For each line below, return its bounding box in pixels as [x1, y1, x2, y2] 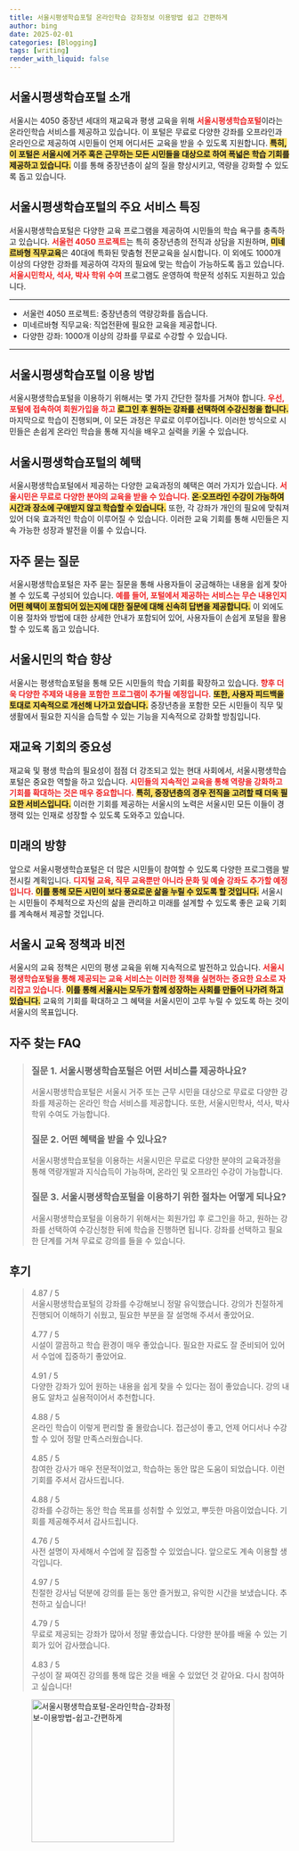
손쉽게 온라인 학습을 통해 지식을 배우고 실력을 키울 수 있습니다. [32, 426, 249, 437]
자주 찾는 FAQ [9, 1035, 82, 1050]
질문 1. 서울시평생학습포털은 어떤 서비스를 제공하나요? [30, 1064, 247, 1076]
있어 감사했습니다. [47, 1639, 110, 1651]
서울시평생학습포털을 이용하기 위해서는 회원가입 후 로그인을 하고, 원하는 [30, 1213, 279, 1224]
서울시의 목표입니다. [9, 1007, 78, 1017]
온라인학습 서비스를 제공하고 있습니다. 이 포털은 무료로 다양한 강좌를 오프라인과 [9, 126, 283, 137]
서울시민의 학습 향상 [9, 652, 112, 668]
